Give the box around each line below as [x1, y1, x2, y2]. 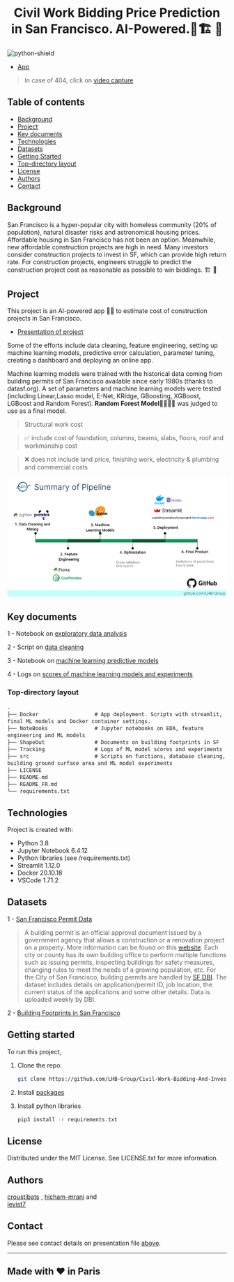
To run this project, [7, 1047, 61, 1056]
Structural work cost [24, 421, 84, 429]
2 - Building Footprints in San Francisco [7, 1008, 120, 1017]
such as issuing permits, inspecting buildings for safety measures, [24, 958, 214, 966]
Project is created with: [7, 826, 74, 834]
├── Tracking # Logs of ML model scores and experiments [7, 746, 223, 753]
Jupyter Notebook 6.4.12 [17, 847, 88, 855]
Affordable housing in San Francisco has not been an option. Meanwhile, [7, 235, 216, 244]
